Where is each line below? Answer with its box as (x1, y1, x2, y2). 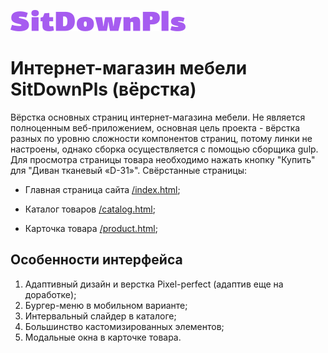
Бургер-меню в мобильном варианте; (24, 299, 188, 311)
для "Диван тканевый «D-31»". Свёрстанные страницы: (10, 164, 247, 176)
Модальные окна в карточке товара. (24, 331, 182, 343)
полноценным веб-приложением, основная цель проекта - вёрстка (10, 121, 301, 134)
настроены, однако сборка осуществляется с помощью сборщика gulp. (10, 143, 319, 155)
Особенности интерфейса (10, 251, 183, 269)
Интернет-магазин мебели (10, 57, 248, 80)
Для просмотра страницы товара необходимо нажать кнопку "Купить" (10, 153, 316, 165)
